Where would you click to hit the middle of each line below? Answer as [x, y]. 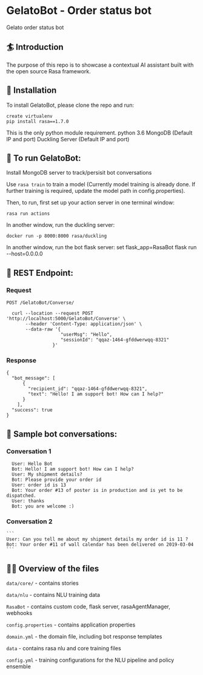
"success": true [32, 410]
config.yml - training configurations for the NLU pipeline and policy [90, 660]
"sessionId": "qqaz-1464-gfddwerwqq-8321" [115, 340]
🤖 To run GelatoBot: [44, 158]
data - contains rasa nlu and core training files [64, 648]
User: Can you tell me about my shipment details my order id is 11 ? [97, 539]
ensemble [19, 667]
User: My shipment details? [47, 475]
